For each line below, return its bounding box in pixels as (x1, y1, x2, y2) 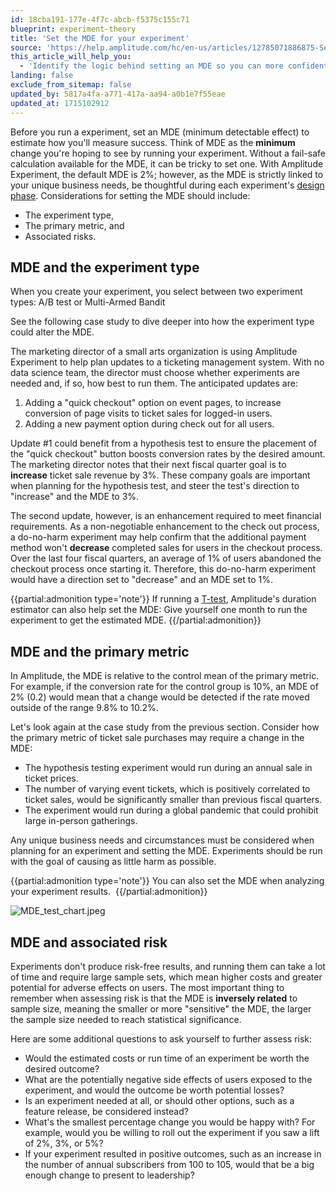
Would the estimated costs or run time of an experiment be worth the (24, 1052, 310, 1064)
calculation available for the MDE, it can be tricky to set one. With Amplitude (10, 157, 324, 170)
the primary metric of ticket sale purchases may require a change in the (10, 732, 305, 744)
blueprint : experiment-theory (10, 24, 137, 34)
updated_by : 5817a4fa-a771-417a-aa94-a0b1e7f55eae (10, 89, 226, 99)
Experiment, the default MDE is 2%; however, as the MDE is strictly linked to (10, 168, 324, 180)
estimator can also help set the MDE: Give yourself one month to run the (10, 604, 308, 616)
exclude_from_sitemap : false (10, 80, 132, 90)
